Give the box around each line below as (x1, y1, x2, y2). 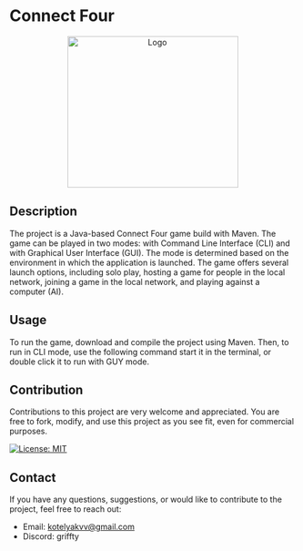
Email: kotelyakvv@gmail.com (22, 521, 135, 533)
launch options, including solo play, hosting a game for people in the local (9, 266, 286, 278)
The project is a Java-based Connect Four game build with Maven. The (9, 228, 277, 239)
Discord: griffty (22, 531, 80, 542)
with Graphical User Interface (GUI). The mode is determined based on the (9, 247, 289, 258)
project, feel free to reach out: (9, 504, 122, 515)
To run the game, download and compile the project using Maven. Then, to (9, 336, 289, 347)
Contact (9, 470, 56, 485)
